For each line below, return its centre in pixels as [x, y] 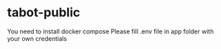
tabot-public [44, 13]
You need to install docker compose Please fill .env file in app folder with [110, 31]
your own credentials [37, 38]
